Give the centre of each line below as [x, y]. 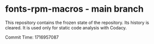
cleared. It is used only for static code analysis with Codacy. [66, 27]
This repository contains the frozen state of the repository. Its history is [77, 22]
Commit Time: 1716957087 [32, 37]
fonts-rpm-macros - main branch [74, 9]
